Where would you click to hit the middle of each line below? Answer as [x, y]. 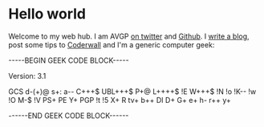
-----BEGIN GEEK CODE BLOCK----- [69, 60]
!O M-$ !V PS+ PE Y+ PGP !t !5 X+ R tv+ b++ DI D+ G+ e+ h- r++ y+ [120, 100]
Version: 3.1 [27, 76]
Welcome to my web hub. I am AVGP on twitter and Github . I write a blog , [129, 36]
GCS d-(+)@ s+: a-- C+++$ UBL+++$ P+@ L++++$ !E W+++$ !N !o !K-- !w [132, 91]
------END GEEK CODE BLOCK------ [69, 115]
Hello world [47, 14]
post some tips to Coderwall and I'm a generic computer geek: [112, 44]
